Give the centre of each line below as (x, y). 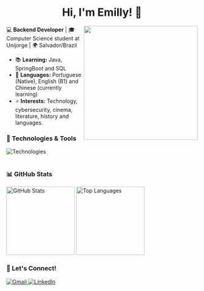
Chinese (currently (38, 87)
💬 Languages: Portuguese (48, 75)
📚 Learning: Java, (39, 60)
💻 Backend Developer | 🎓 (41, 29)
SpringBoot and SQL (41, 68)
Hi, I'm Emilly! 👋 (102, 12)
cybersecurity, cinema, (44, 109)
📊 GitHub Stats (29, 174)
